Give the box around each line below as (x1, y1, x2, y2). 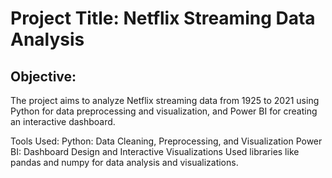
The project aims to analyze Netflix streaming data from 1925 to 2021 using (10, 95, 320, 106)
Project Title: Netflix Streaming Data (10, 7, 316, 30)
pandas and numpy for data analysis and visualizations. (10, 157, 239, 168)
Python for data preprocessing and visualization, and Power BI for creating (10, 105, 318, 117)
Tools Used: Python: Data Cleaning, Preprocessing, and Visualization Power (10, 135, 323, 147)
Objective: (10, 68, 77, 85)
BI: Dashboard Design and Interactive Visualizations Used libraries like (10, 146, 300, 157)
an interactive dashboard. (10, 116, 116, 127)
